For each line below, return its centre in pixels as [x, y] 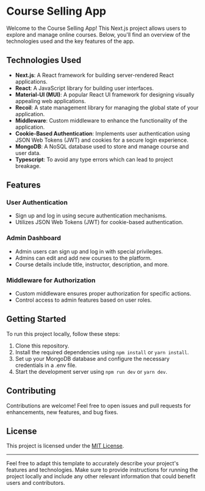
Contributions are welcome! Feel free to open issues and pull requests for [99, 406]
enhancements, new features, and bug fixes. [62, 412]
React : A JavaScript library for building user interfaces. [85, 88]
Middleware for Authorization [51, 280]
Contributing [31, 391]
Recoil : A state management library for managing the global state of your [107, 107]
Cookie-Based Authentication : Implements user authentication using [103, 133]
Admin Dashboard [34, 238]
